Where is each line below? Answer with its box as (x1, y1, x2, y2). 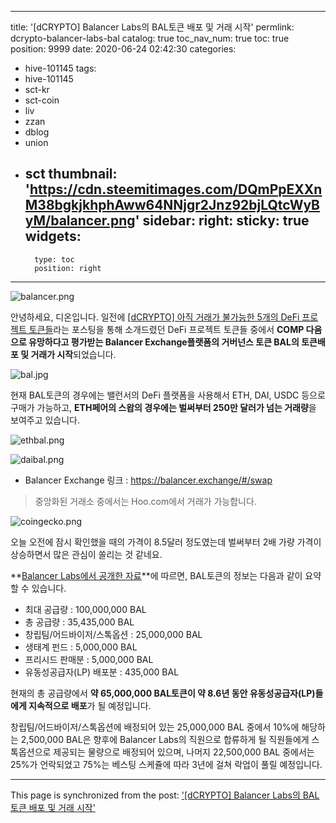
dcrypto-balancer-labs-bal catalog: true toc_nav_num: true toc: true (10, 32, 290, 44)
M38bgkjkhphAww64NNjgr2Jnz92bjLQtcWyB (24, 197, 321, 214)
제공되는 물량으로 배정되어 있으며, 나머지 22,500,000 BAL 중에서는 (53, 746, 315, 758)
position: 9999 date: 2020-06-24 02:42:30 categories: (10, 43, 237, 55)
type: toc (34, 254, 75, 265)
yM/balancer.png (24, 212, 136, 230)
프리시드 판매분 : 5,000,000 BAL (24, 653, 154, 665)
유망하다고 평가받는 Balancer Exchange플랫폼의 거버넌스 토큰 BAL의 (28, 336, 300, 348)
